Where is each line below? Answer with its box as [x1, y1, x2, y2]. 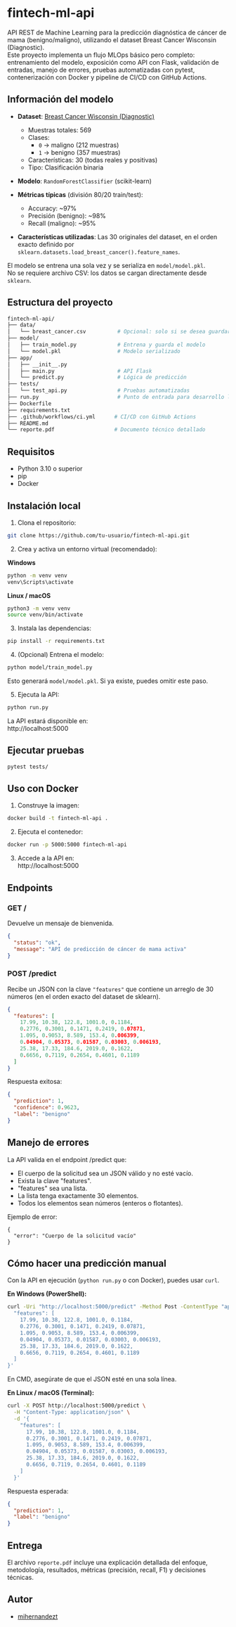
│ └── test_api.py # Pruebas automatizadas [7, 387, 190, 395]
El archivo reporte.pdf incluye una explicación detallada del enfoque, [7, 1558, 209, 1567]
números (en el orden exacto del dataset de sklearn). [7, 992, 161, 1000]
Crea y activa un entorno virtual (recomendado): [17, 544, 157, 553]
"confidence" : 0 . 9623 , [13, 1104, 80, 1111]
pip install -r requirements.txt [7, 638, 105, 645]
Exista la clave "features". [17, 1176, 92, 1185]
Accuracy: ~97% [27, 204, 77, 212]
